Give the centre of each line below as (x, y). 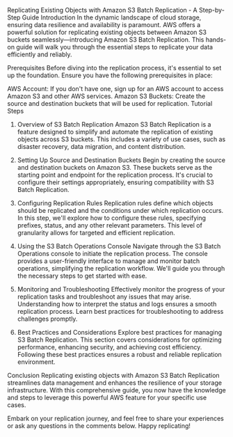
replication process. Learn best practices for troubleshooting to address (120, 311)
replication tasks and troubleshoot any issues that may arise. (104, 296)
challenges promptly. (47, 319)
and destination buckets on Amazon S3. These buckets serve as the (115, 167)
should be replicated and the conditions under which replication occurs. (120, 210)
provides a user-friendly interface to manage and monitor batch (109, 261)
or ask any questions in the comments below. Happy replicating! (99, 426)
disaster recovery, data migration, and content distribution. (101, 146)
